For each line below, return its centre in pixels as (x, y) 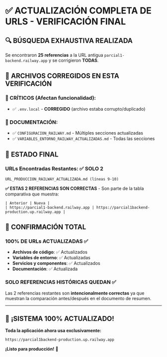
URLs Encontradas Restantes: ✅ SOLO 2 (54, 169)
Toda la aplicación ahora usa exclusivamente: (53, 331)
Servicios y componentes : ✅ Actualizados (56, 263)
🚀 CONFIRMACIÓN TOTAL (46, 227)
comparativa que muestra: (32, 194)
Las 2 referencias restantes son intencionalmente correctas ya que (75, 293)
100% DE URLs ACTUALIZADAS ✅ (47, 241)
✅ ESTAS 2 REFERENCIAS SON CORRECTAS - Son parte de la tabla (75, 188)
